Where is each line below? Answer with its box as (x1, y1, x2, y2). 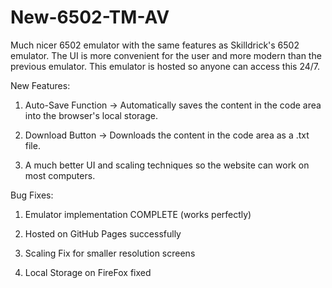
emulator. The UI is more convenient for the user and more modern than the (10, 49, 322, 61)
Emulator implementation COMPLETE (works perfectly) (24, 208, 252, 220)
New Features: (10, 79, 71, 91)
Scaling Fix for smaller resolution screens (24, 247, 196, 259)
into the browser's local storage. (24, 109, 158, 121)
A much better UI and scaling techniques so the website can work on (24, 159, 310, 171)
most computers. (24, 169, 96, 181)
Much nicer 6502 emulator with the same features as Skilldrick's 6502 (10, 39, 300, 51)
